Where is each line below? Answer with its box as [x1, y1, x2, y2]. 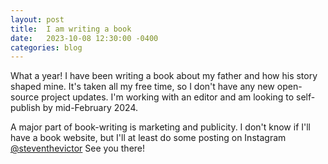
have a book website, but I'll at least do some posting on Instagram [10, 132, 287, 144]
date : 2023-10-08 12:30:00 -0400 [10, 33, 159, 43]
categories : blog [10, 42, 83, 53]
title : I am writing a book [10, 24, 132, 34]
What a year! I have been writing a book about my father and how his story [10, 70, 318, 82]
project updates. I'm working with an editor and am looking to [41, 91, 295, 103]
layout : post [10, 14, 65, 25]
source [10, 91, 40, 103]
